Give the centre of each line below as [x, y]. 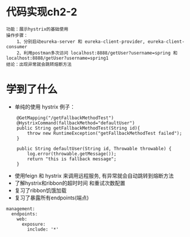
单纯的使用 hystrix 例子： [45, 107]
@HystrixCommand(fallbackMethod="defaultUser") [76, 123]
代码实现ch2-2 [42, 12]
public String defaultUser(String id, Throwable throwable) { [94, 148]
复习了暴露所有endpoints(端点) [52, 198]
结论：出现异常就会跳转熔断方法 [39, 64]
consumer [17, 47]
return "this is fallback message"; [72, 159]
